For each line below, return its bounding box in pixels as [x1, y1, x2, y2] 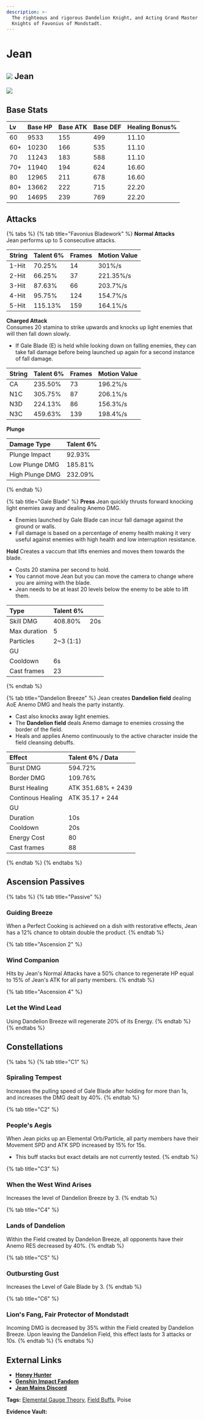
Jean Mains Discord [15, 1384, 67, 1392]
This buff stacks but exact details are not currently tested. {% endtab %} [15, 1153, 199, 1161]
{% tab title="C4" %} [6, 1206, 60, 1213]
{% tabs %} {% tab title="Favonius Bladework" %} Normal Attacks [6, 230, 175, 237]
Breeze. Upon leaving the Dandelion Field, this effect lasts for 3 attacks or [6, 1331, 192, 1338]
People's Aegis [6, 1121, 52, 1130]
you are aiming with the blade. [15, 579, 92, 586]
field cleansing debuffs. [15, 739, 75, 746]
